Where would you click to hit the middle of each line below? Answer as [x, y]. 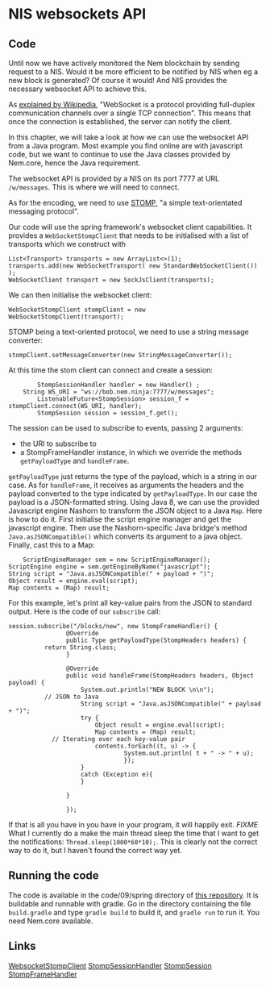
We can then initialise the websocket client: [80, 295]
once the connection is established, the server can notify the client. [120, 121]
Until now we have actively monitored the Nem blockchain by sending [124, 63]
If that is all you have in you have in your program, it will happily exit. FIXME [133, 825]
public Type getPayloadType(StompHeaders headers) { [156, 640]
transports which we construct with [67, 244]
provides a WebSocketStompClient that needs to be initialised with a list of [129, 235]
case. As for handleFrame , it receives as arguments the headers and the [126, 485]
